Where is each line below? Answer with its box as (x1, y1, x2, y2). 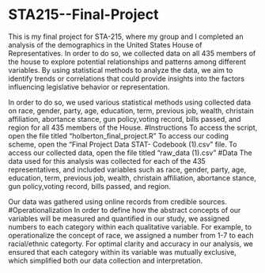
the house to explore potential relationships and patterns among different (8, 57, 247, 66)
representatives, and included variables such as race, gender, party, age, (8, 165, 247, 174)
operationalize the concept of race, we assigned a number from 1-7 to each (8, 230, 254, 240)
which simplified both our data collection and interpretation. (8, 256, 203, 265)
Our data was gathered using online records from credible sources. (8, 196, 227, 207)
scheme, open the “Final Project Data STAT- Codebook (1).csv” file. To (8, 139, 237, 149)
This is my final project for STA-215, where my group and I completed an (8, 32, 244, 41)
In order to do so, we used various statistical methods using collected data (8, 97, 252, 107)
